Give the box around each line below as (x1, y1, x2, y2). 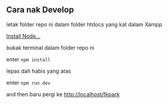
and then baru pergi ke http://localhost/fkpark (6, 90, 120, 98)
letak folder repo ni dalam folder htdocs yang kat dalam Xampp (6, 20, 163, 28)
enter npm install (6, 55, 51, 63)
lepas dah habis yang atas (6, 67, 71, 75)
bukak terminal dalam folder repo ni (6, 44, 95, 51)
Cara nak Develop (6, 5, 74, 15)
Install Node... (6, 32, 41, 40)
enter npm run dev (6, 79, 51, 86)
